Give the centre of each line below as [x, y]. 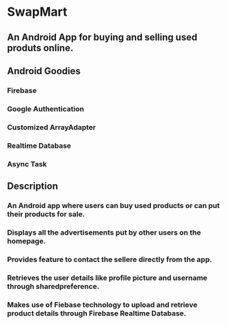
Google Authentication [45, 109]
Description [32, 186]
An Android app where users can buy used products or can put [113, 205]
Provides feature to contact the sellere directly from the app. [110, 259]
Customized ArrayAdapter [52, 127]
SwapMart [37, 12]
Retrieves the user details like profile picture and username [107, 278]
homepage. [27, 241]
